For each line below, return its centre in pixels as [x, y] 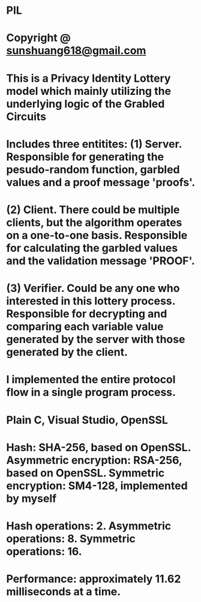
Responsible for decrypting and [87, 314]
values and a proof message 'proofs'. [101, 182]
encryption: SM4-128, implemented [97, 486]
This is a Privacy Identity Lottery [88, 78]
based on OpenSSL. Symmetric [85, 473]
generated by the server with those [96, 339]
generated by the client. [67, 352]
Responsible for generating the [85, 157]
